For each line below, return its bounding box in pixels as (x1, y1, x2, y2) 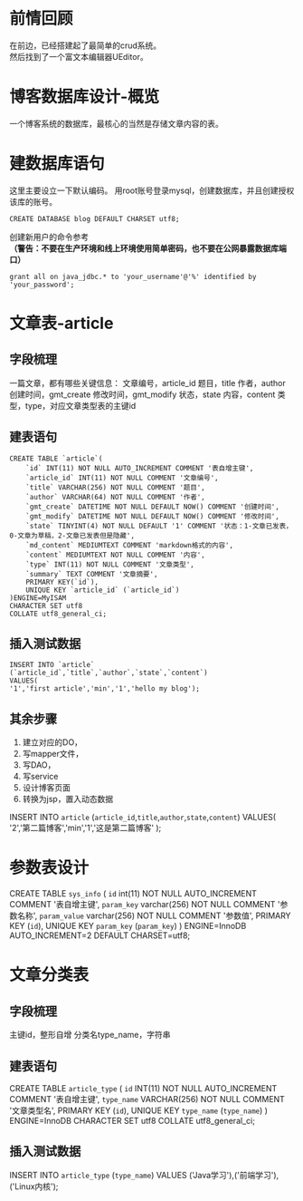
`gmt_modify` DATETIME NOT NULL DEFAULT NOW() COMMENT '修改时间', (25, 511, 280, 521)
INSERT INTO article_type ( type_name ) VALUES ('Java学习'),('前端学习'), (9, 1169, 279, 1180)
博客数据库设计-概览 (9, 87, 160, 107)
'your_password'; (9, 280, 75, 289)
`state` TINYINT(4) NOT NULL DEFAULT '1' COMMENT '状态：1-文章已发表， (25, 521, 293, 530)
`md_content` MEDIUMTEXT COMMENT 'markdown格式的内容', (25, 540, 233, 549)
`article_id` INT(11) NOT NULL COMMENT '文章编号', (25, 473, 219, 482)
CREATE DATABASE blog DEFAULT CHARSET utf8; (9, 214, 180, 223)
